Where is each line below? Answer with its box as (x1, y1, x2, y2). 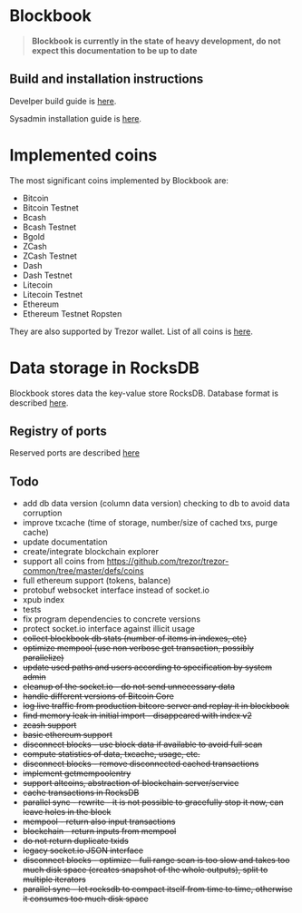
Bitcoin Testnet (22, 201, 79, 213)
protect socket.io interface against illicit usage (22, 623, 195, 634)
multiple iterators (22, 874, 86, 885)
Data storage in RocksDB (9, 358, 200, 378)
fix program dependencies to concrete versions (22, 614, 201, 624)
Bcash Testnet (22, 221, 77, 232)
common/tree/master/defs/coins (22, 565, 144, 576)
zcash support (22, 720, 77, 731)
